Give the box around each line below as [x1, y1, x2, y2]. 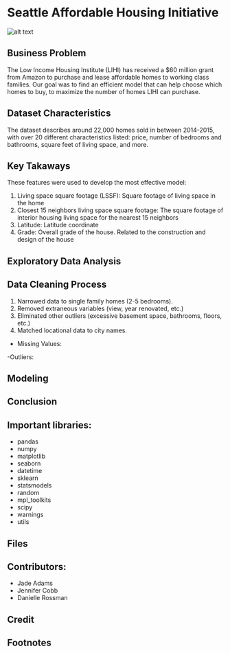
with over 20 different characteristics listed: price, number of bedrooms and [7, 133, 222, 141]
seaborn [16, 459, 41, 468]
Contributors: [7, 561, 67, 573]
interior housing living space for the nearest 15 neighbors [16, 214, 179, 222]
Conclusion [7, 396, 58, 408]
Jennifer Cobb [16, 586, 58, 595]
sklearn [16, 474, 39, 482]
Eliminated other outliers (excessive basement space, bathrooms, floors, [16, 311, 222, 320]
